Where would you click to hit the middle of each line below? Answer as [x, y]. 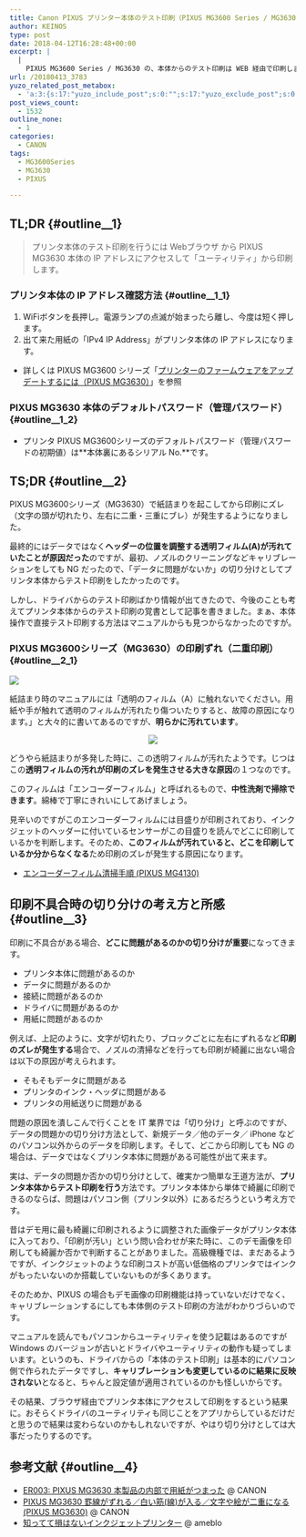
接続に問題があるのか [62, 996]
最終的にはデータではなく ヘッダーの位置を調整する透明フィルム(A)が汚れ [147, 547]
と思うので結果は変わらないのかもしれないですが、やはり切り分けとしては [149, 1424]
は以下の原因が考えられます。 [65, 1061]
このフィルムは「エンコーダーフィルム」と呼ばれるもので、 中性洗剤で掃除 [148, 788]
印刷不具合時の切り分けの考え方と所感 [117, 904]
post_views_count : [44, 102]
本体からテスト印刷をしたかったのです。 [109, 580]
